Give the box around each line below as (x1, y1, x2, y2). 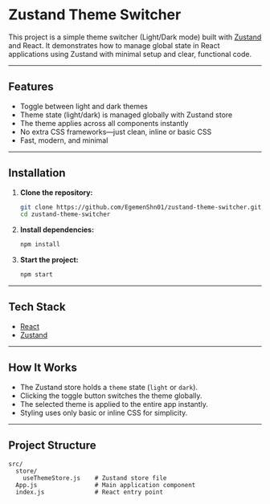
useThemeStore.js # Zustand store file (22, 474, 167, 482)
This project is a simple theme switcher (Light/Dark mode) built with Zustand (8, 32, 262, 42)
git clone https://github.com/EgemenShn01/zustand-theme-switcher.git (19, 203, 262, 211)
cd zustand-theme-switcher (19, 210, 111, 218)
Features (8, 80, 54, 94)
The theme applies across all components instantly (19, 118, 189, 128)
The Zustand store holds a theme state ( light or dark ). (19, 382, 198, 392)
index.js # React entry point (15, 488, 163, 496)
